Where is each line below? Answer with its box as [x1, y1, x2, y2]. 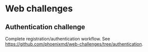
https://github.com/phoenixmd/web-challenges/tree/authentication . [5, 41, 144, 47]
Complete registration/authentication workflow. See [5, 36, 110, 42]
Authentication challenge [5, 23, 85, 31]
